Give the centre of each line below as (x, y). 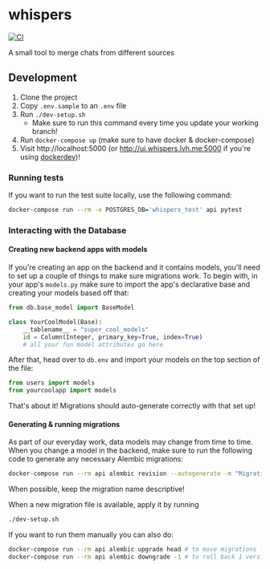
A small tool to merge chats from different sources (92, 52)
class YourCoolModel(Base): (55, 322)
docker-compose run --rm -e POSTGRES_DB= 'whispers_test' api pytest (125, 210)
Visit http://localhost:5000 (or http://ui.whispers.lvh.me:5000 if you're (135, 148)
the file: (21, 368)
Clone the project (49, 97)
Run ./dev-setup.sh (53, 114)
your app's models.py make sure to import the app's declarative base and (129, 284)
